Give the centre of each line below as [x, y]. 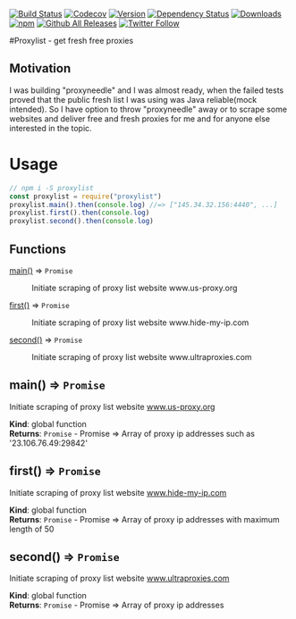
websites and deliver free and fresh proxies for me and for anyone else [140, 118]
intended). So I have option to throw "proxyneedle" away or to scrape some [148, 109]
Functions [38, 249]
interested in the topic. [51, 128]
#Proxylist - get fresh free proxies [72, 41]
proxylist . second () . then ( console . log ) [81, 222]
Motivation [40, 68]
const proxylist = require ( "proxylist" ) [86, 197]
